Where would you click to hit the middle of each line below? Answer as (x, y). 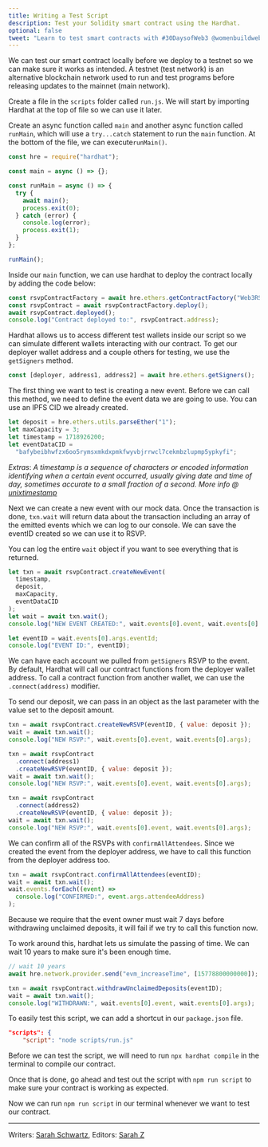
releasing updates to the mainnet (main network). (89, 86)
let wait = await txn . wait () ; (59, 616)
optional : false (35, 30)
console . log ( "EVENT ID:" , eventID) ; (69, 646)
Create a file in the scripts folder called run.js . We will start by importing (129, 101)
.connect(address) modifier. (54, 686)
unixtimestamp (33, 492)
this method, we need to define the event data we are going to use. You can (133, 399)
